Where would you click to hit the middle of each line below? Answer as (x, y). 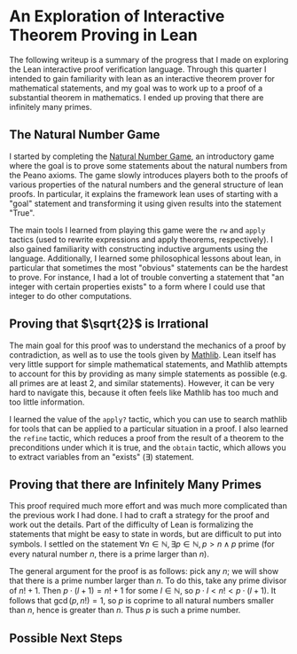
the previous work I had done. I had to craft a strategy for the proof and (140, 516)
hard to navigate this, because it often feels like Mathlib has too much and (144, 392)
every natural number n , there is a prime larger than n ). (109, 554)
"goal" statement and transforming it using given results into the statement (145, 203)
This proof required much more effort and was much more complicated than (148, 506)
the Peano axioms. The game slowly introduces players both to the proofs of (149, 175)
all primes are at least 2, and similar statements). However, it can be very (142, 382)
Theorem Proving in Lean (103, 35)
